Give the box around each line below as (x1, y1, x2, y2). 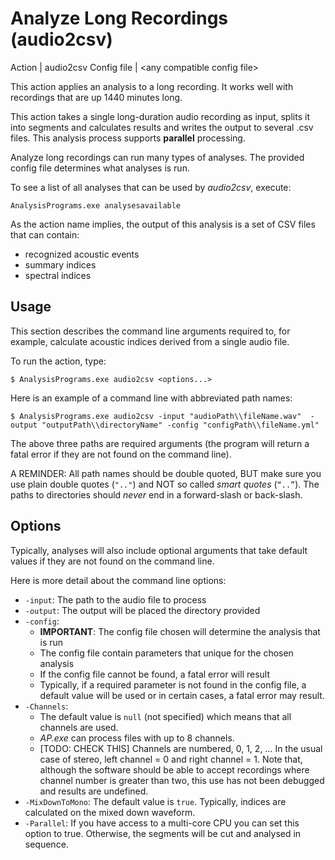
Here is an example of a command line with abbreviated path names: (10, 392, 293, 404)
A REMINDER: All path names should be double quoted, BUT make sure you (10, 467, 322, 479)
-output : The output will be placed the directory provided (24, 604, 261, 616)
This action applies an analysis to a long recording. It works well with (10, 80, 294, 92)
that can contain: (10, 228, 80, 241)
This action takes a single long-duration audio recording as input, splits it (10, 110, 310, 122)
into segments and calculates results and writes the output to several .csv (10, 121, 314, 133)
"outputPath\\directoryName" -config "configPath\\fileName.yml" (41, 420, 320, 430)
